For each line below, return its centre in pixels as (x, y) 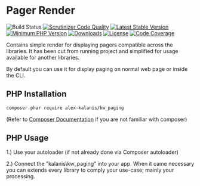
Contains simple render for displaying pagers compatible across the (90, 45)
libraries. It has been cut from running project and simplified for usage (92, 51)
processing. (21, 176)
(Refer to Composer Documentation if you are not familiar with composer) (97, 119)
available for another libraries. (43, 57)
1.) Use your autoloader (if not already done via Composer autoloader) (93, 152)
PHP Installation (36, 94)
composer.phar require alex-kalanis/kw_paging (65, 108)
